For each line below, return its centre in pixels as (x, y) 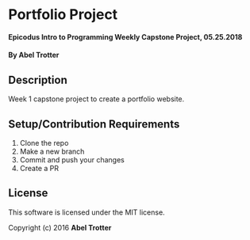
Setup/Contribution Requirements (94, 124)
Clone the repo (44, 143)
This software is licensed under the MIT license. (87, 212)
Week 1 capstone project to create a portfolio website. (96, 99)
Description (38, 80)
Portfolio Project (63, 15)
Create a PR (39, 168)
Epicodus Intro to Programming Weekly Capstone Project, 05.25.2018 (125, 36)
